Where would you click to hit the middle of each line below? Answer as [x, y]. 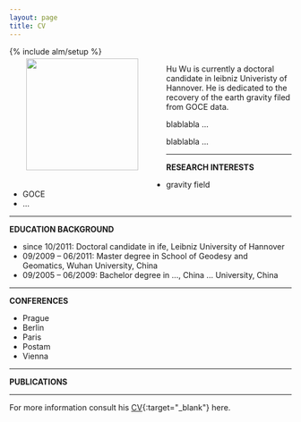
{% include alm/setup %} [56, 51]
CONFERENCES [39, 300]
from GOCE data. [198, 106]
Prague [35, 317]
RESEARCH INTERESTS [210, 167]
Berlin [33, 327]
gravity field [188, 184]
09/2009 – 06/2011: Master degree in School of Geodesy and [135, 256]
